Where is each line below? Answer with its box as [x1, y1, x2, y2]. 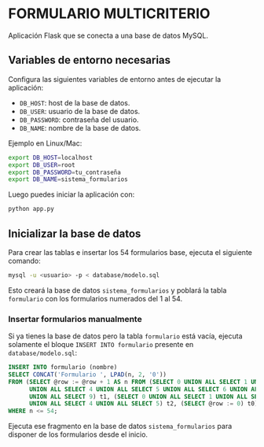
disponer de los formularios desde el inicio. [8, 430, 148, 439]
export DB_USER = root [8, 161, 76, 169]
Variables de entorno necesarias [8, 54, 171, 67]
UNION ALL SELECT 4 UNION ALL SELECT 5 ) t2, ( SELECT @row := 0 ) [28, 400, 244, 408]
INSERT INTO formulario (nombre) [8, 364, 118, 371]
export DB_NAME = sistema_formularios [8, 175, 128, 183]
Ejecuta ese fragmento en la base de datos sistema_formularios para [8, 422, 233, 431]
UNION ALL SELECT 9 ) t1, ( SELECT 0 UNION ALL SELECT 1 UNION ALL [28, 393, 248, 401]
